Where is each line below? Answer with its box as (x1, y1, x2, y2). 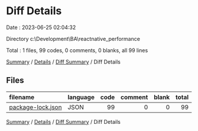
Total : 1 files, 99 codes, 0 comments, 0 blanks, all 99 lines (6, 46, 148, 54)
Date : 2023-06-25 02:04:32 (6, 24, 76, 31)
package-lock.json (9, 103, 62, 111)
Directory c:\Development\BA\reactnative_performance (6, 35, 141, 42)
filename (9, 93, 35, 101)
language (67, 93, 95, 101)
